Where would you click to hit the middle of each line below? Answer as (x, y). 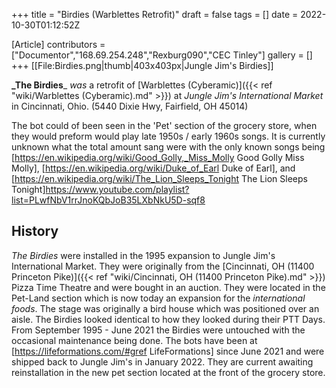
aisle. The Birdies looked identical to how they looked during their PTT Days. (168, 319)
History (35, 231)
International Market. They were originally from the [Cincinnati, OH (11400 (163, 266)
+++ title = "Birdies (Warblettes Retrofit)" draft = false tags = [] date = (155, 14)
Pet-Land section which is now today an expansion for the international (158, 298)
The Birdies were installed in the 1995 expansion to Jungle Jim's (143, 255)
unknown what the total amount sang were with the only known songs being (168, 147)
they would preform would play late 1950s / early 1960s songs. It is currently (168, 136)
